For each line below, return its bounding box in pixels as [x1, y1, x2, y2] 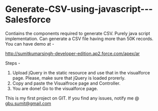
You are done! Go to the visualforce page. [12, 85, 98, 91]
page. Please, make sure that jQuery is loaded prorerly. [12, 75, 126, 81]
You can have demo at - [5, 41, 55, 47]
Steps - [5, 60, 20, 66]
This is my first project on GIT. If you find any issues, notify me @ [5, 95, 140, 101]
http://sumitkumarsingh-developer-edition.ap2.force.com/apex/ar [5, 51, 140, 56]
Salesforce [5, 14, 51, 25]
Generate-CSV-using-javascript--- [5, 3, 153, 15]
